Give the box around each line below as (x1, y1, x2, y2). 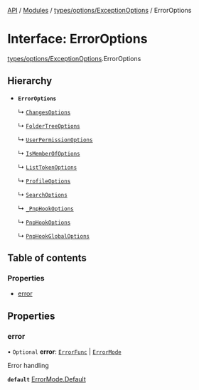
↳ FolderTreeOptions (17, 121, 80, 130)
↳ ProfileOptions (17, 176, 71, 185)
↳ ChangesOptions (17, 107, 71, 116)
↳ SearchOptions (17, 190, 68, 198)
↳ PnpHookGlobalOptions (17, 231, 90, 240)
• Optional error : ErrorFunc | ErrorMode (7, 347, 122, 356)
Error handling (7, 362, 50, 370)
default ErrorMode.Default (7, 375, 87, 384)
